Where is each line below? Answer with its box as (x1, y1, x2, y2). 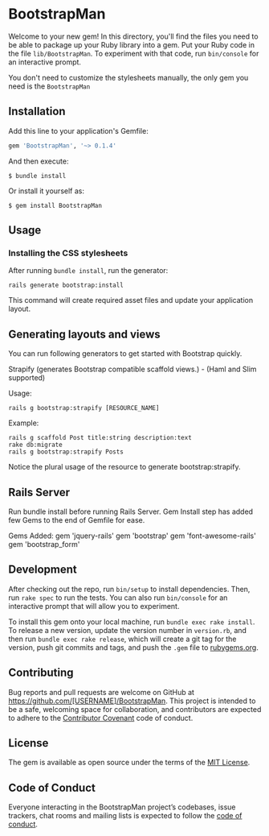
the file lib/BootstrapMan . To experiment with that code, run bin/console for (8, 48, 259, 58)
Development (8, 563, 78, 577)
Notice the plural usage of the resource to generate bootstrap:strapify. (8, 462, 241, 472)
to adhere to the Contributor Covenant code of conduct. (8, 713, 194, 722)
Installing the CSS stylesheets (8, 247, 128, 259)
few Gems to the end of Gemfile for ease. (8, 515, 145, 524)
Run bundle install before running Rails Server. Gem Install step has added (8, 507, 254, 516)
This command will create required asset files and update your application (8, 296, 254, 305)
